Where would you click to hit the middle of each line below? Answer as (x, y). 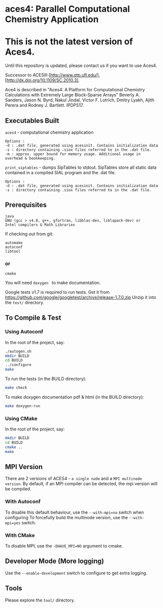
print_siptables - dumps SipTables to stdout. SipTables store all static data (81, 167)
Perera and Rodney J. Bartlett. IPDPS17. (44, 105)
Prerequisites (26, 205)
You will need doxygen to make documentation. (53, 283)
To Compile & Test (33, 318)
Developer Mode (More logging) (54, 561)
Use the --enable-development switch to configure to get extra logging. (76, 573)
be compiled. (18, 489)
